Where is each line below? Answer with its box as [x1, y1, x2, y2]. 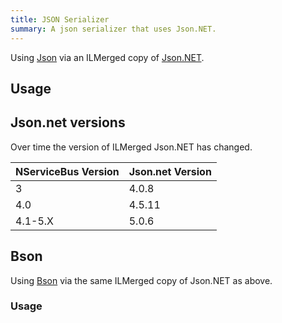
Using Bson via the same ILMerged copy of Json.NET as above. [10, 274, 273, 286]
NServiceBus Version [15, 164, 120, 178]
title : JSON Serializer [10, 14, 110, 25]
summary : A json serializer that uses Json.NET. [10, 24, 217, 34]
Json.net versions [10, 114, 126, 131]
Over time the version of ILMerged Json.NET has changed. [10, 141, 253, 153]
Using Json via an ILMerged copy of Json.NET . [10, 51, 205, 63]
